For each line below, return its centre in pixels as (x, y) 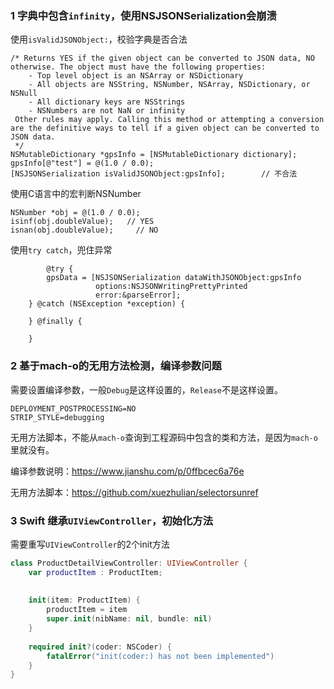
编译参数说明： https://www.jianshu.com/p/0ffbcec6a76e (127, 471)
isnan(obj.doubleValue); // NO (84, 230)
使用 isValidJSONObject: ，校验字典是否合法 (99, 39)
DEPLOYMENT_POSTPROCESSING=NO (73, 408)
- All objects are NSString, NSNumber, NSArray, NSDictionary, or (169, 85)
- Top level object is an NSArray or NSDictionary (136, 76)
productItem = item (87, 610)
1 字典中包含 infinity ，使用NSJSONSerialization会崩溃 (143, 15)
